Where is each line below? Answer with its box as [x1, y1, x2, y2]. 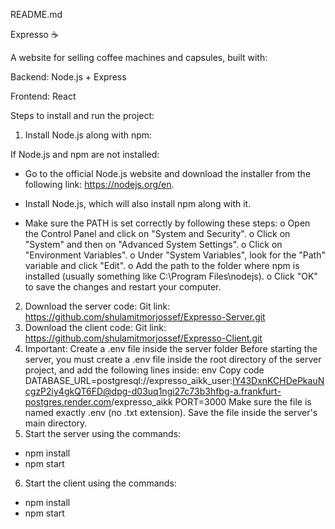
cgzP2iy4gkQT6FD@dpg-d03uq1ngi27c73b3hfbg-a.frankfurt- [24, 385, 282, 397]
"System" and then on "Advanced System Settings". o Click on [24, 239, 283, 250]
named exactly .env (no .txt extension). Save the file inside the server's [24, 407, 318, 418]
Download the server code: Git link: [24, 300, 171, 312]
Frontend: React [10, 90, 77, 102]
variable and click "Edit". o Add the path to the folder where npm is [24, 260, 300, 271]
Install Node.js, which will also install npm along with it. [24, 198, 252, 209]
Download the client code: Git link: [24, 322, 167, 333]
